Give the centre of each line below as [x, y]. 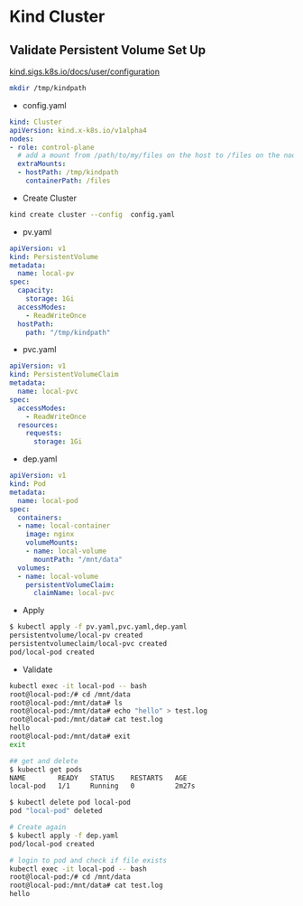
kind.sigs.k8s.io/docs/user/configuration [85, 71]
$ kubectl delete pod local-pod [70, 803]
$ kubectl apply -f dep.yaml [64, 836]
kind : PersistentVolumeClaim [64, 375]
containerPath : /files [68, 181]
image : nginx [50, 535]
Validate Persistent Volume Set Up [108, 50]
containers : [40, 518]
